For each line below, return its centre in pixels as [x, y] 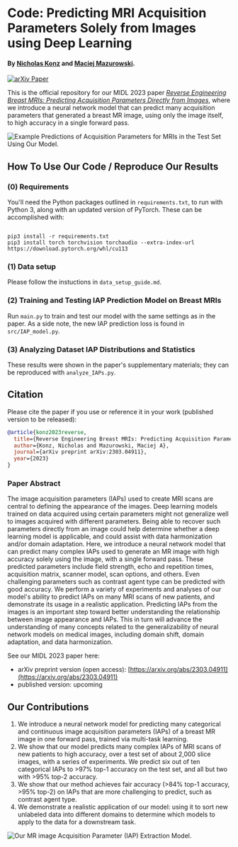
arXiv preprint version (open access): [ [74, 670]
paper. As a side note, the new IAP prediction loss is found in [96, 323]
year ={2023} [32, 459]
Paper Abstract [34, 483]
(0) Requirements [38, 187]
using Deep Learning [70, 43]
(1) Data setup [32, 266]
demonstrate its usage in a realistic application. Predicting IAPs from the [113, 604]
